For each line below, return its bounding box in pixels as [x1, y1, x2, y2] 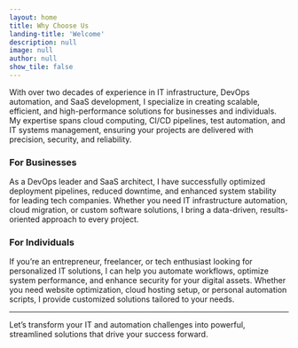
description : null [9, 37, 77, 47]
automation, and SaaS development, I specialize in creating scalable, [9, 96, 260, 107]
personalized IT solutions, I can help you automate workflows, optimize [9, 265, 269, 276]
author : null [9, 54, 58, 63]
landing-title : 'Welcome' [9, 29, 105, 38]
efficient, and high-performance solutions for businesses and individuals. [9, 106, 277, 116]
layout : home [9, 12, 58, 22]
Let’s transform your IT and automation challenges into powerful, [9, 320, 246, 330]
